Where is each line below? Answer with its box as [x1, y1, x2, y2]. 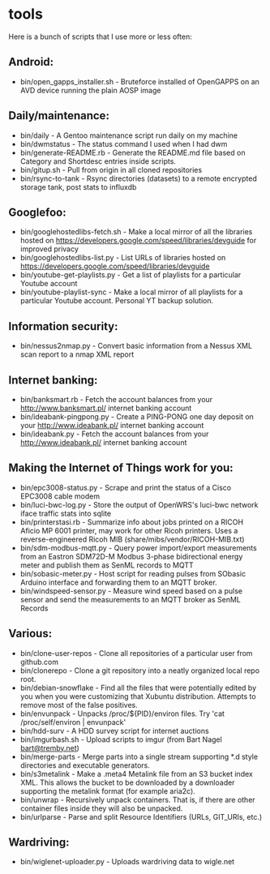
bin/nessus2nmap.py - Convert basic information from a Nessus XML [19, 341, 253, 351]
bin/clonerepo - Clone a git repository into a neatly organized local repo [19, 666, 260, 675]
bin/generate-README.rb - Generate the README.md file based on [19, 148, 246, 157]
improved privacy [19, 244, 79, 254]
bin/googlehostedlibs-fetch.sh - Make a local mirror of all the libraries [19, 227, 253, 237]
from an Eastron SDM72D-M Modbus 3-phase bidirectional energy [19, 551, 243, 561]
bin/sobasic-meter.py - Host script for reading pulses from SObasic [19, 568, 246, 578]
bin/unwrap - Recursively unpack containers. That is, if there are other [19, 795, 255, 804]
